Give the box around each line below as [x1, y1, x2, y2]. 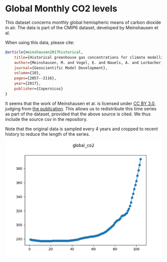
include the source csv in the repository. [5, 116, 88, 122]
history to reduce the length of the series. [5, 131, 90, 137]
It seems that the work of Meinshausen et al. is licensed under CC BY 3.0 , [5, 100, 156, 106]
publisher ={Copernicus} [14, 86, 64, 92]
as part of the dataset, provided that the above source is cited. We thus [5, 111, 151, 117]
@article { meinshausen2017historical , [5, 50, 83, 54]
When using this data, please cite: [5, 39, 75, 45]
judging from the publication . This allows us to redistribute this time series [5, 105, 157, 111]
